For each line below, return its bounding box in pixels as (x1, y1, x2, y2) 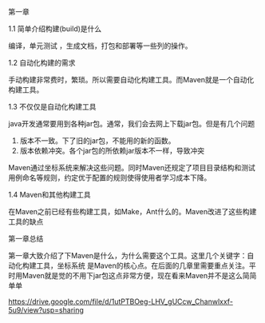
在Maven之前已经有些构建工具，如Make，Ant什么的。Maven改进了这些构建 (8, 207, 257, 216)
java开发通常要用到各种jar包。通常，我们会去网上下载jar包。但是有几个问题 (8, 119, 255, 128)
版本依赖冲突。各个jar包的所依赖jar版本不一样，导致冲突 (19, 146, 205, 155)
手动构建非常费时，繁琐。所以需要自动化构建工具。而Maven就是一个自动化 (8, 75, 255, 84)
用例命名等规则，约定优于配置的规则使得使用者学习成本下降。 (8, 173, 212, 182)
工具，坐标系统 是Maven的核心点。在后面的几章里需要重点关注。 (35, 261, 250, 270)
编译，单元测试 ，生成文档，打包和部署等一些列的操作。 (8, 41, 192, 50)
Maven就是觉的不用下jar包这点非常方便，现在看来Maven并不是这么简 (22, 271, 250, 280)
